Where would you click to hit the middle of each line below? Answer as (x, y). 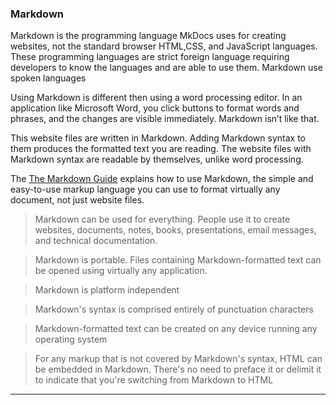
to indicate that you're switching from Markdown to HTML (154, 380)
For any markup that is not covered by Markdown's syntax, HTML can (178, 359)
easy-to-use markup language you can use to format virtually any (145, 189)
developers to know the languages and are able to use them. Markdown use (166, 68)
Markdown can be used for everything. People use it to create (162, 219)
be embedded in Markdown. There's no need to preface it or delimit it (178, 369)
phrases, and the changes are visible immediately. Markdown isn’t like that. (165, 119)
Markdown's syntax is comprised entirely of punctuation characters (174, 309)
